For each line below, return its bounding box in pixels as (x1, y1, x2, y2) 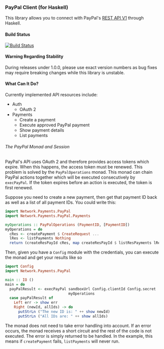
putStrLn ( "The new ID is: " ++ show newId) (18, 309, 110, 314)
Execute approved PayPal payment (19, 122, 90, 128)
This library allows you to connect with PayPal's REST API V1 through (5, 15, 144, 21)
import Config (5, 264, 34, 269)
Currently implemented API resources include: (5, 92, 98, 97)
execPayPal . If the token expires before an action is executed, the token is (5, 180, 152, 186)
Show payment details (19, 127, 64, 133)
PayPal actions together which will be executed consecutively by (5, 174, 136, 180)
